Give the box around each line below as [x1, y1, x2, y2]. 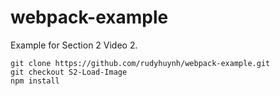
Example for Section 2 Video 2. [10, 39, 138, 51]
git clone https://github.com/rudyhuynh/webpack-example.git [10, 58, 271, 68]
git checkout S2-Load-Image [10, 67, 128, 77]
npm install [10, 76, 60, 86]
